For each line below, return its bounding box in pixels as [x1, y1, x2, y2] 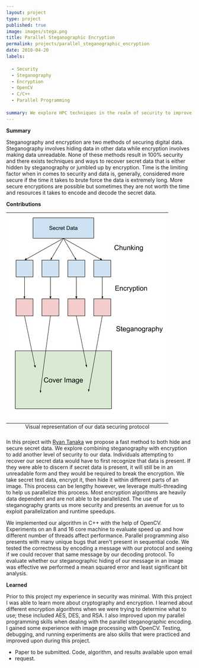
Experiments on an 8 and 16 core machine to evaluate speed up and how [6, 526, 184, 533]
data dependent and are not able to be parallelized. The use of [6, 495, 159, 502]
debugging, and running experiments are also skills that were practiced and [6, 631, 191, 638]
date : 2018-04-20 [6, 48, 49, 53]
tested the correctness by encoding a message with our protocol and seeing [6, 544, 192, 552]
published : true [6, 22, 46, 28]
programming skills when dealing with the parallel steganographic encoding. [6, 618, 192, 625]
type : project [6, 15, 41, 22]
